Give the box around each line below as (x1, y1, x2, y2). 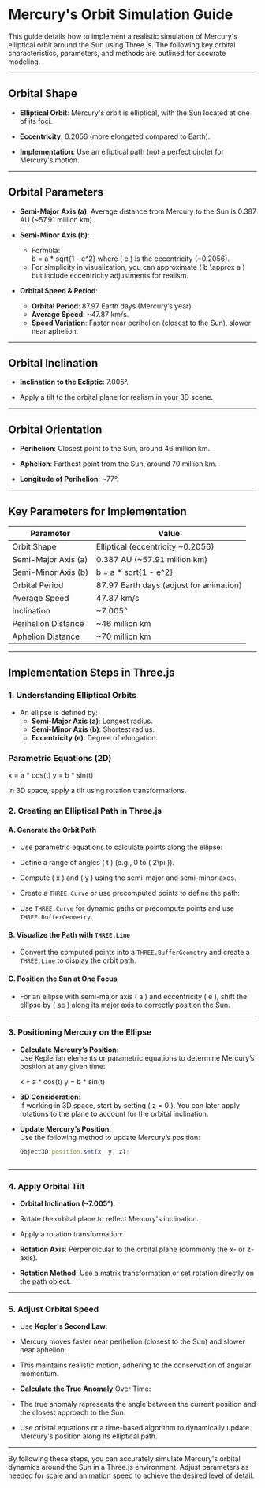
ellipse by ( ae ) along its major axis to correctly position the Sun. (19, 1000, 230, 1009)
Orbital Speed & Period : (19, 285, 99, 295)
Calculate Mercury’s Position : (19, 1045, 119, 1054)
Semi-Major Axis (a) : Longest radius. (31, 716, 154, 725)
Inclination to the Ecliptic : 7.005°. (19, 377, 129, 387)
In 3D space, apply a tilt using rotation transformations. (8, 785, 187, 795)
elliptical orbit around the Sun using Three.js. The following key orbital (8, 39, 236, 49)
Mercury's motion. (19, 155, 80, 165)
